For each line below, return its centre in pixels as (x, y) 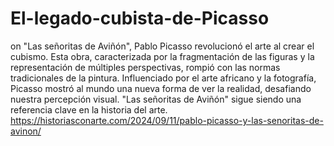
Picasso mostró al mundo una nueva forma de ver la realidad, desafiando (161, 88)
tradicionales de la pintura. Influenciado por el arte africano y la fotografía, (163, 78)
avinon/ (26, 131)
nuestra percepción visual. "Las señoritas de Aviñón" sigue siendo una (156, 99)
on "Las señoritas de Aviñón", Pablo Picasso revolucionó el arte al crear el (162, 46)
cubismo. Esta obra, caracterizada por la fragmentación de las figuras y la (162, 56)
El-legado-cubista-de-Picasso (140, 18)
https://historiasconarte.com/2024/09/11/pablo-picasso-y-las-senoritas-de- (167, 120)
